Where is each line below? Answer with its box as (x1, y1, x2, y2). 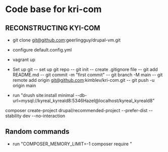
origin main (12, 82, 36, 88)
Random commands (5, 127, 70, 136)
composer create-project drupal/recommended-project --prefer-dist (5, 108, 148, 113)
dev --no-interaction (22, 113, 66, 119)
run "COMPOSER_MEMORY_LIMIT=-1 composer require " (12, 140, 132, 147)
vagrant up (12, 57, 35, 63)
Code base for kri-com (5, 4, 102, 15)
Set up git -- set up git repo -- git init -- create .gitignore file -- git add (12, 67, 158, 72)
